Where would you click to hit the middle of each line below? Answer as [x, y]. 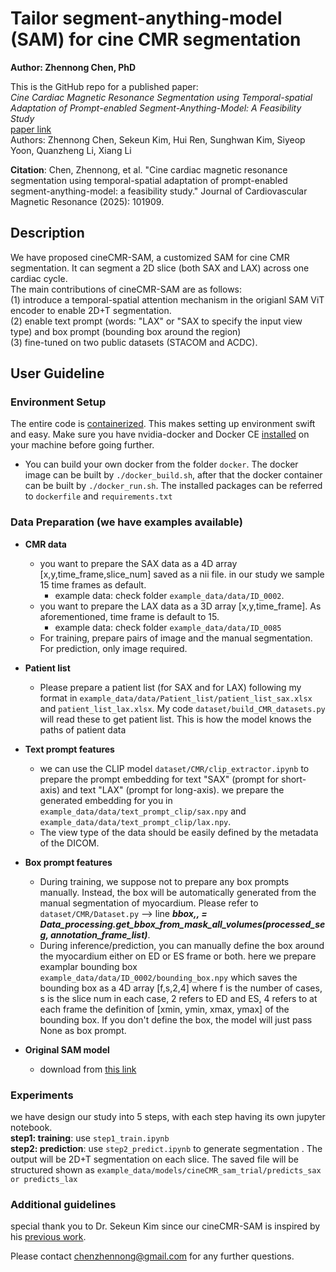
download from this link [88, 1069]
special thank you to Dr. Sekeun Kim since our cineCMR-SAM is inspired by [165, 1226]
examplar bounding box [88, 966]
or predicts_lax [44, 1180]
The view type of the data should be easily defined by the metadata [179, 832]
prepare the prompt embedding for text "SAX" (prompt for [159, 779]
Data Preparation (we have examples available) [126, 522]
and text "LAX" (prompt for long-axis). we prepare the [173, 789]
